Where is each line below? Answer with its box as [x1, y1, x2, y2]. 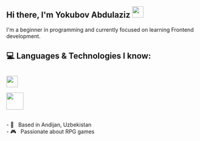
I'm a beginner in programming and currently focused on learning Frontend [6, 26, 194, 33]
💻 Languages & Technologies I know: [6, 51, 151, 61]
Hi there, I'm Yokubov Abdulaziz [6, 10, 131, 20]
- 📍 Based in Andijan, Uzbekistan [6, 121, 92, 128]
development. [6, 32, 41, 40]
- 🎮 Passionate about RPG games [6, 128, 95, 135]
